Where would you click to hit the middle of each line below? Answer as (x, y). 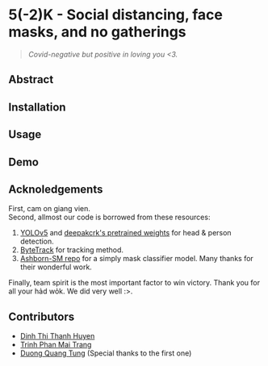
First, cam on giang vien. (50, 209)
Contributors (42, 316)
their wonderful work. (56, 267)
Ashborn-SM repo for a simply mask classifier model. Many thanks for (137, 259)
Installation (37, 107)
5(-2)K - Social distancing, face (116, 15)
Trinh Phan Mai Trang (56, 345)
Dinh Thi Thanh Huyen (57, 336)
